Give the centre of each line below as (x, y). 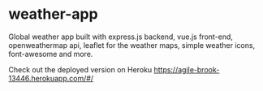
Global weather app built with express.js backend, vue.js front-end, (121, 37)
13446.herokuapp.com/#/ (51, 78)
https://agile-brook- (187, 69)
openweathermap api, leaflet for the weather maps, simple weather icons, (132, 45)
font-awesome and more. (51, 54)
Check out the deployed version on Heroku (80, 69)
